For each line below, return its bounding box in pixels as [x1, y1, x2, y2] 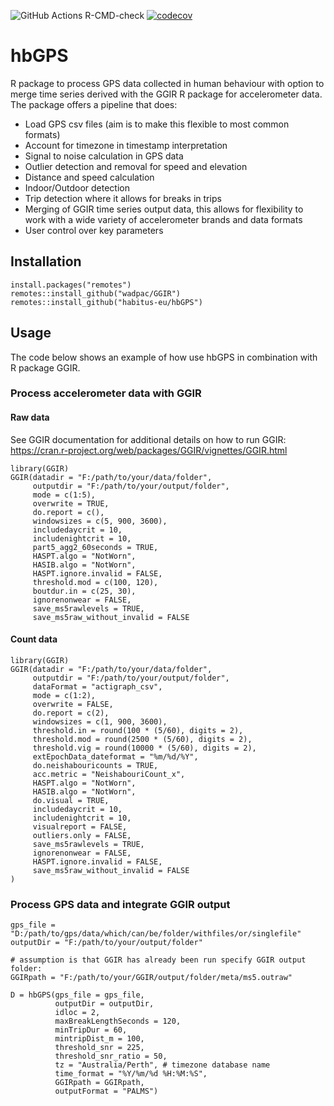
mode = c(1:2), [32, 690, 97, 700]
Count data [10, 633, 58, 645]
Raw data [10, 411, 50, 424]
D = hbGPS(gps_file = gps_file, [10, 990, 145, 1000]
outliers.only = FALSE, [32, 830, 132, 840]
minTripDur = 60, [54, 1025, 128, 1035]
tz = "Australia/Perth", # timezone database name [54, 1060, 271, 1070]
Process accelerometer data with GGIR [10, 386, 202, 400]
